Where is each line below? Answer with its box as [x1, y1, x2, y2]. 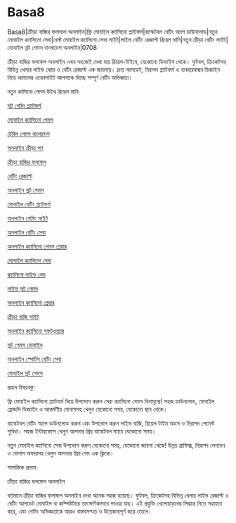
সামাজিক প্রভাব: [7, 462, 39, 472]
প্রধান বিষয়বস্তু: [7, 383, 35, 391]
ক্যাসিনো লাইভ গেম [7, 270, 46, 279]
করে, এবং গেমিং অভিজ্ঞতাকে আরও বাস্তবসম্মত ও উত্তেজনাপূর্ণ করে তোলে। [7, 507, 152, 515]
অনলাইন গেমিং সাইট [7, 214, 48, 222]
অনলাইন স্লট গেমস [7, 186, 44, 194]
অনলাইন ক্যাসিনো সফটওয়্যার [7, 327, 65, 335]
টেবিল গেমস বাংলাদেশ [7, 130, 51, 138]
